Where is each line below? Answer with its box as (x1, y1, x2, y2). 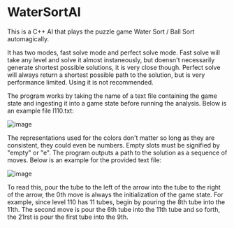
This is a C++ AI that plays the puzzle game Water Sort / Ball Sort (7, 27, 195, 36)
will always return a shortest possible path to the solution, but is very (7, 71, 205, 79)
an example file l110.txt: (7, 106, 75, 115)
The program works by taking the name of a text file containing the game (7, 92, 218, 100)
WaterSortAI (7, 4, 82, 20)
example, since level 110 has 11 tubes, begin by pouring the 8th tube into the (7, 197, 226, 206)
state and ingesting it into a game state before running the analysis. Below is (7, 99, 227, 107)
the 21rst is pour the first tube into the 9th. (7, 213, 129, 221)
